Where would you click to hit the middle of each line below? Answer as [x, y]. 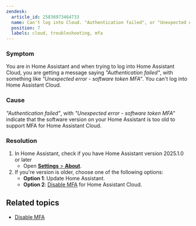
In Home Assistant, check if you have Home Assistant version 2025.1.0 [99, 153]
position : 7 [26, 28]
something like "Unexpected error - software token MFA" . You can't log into [97, 79]
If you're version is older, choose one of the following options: [89, 172]
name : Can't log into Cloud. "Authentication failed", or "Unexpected [99, 22]
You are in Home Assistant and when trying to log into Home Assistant [90, 66]
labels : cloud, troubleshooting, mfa [57, 33]
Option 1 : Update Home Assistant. [64, 179]
